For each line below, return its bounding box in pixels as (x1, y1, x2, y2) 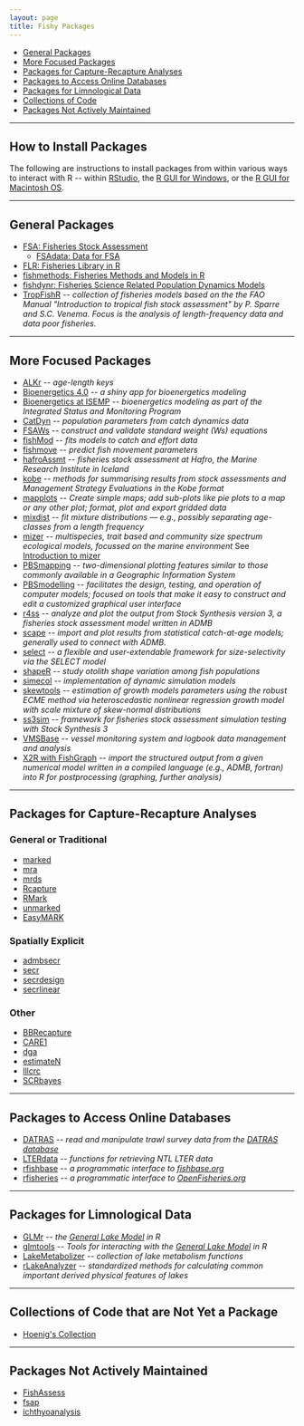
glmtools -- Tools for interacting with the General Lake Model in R (22, 1240, 268, 1251)
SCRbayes (22, 1075, 62, 1086)
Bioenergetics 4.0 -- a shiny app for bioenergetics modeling (22, 386, 247, 397)
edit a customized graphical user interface (22, 598, 182, 609)
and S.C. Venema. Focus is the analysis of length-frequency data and (22, 309, 283, 320)
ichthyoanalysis (22, 1406, 81, 1418)
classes (22, 521, 52, 532)
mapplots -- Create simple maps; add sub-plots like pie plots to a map (22, 492, 286, 503)
